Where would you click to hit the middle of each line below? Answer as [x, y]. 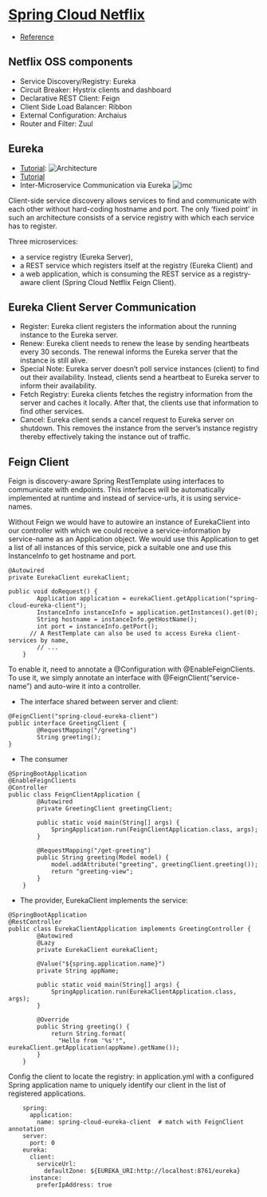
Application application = [82, 599]
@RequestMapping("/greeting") [87, 731]
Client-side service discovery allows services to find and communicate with [132, 200]
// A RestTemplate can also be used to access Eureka [121, 634]
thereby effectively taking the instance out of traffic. [105, 437]
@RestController [35, 922]
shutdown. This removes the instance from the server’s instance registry [139, 428]
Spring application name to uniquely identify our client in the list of [117, 1085]
